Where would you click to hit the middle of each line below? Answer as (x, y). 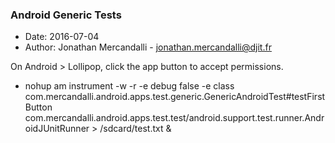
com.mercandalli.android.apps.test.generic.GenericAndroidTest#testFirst (175, 97)
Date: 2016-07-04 (62, 37)
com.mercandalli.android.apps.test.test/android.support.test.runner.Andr (174, 118)
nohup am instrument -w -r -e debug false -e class (129, 86)
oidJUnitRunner (57, 129)
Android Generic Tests (66, 15)
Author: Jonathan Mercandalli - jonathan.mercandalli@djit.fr (148, 47)
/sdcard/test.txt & (135, 129)
